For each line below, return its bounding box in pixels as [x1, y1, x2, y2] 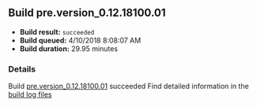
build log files [8, 90, 52, 99]
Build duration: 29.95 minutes [19, 43, 119, 53]
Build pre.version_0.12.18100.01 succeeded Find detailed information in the [8, 82, 249, 91]
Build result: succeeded [19, 27, 95, 36]
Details [8, 63, 36, 74]
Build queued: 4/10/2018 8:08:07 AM [19, 35, 142, 45]
